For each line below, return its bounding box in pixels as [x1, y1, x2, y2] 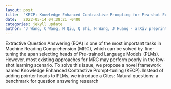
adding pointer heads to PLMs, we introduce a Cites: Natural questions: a [5, 73, 159, 79]
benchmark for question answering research [5, 78, 99, 84]
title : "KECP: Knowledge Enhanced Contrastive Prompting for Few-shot [5, 12, 160, 17]
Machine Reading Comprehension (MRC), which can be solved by [5, 46, 144, 52]
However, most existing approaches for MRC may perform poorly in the [5, 56, 155, 63]
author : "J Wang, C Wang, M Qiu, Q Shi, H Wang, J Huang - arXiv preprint [5, 26, 167, 32]
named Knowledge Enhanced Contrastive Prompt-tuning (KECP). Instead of [5, 67, 164, 74]
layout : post [5, 7, 33, 13]
